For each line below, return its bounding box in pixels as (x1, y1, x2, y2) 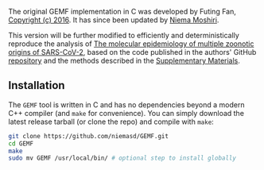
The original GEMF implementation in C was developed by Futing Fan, (8, 7, 237, 16)
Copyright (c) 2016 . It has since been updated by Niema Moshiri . (8, 15, 219, 25)
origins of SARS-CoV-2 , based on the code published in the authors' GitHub (8, 48, 257, 56)
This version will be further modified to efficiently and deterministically (8, 31, 240, 40)
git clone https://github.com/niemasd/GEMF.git (8, 132, 169, 140)
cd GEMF (8, 139, 34, 148)
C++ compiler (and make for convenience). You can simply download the (8, 108, 245, 118)
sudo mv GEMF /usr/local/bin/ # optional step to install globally (8, 154, 237, 162)
